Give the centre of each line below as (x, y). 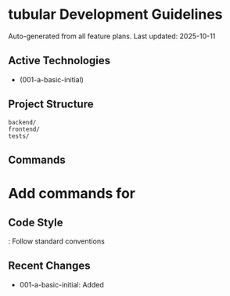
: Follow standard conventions (57, 241)
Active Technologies (59, 61)
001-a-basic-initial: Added (61, 284)
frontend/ (24, 129)
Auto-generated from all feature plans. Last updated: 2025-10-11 (112, 36)
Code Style (36, 222)
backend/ (22, 122)
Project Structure (51, 105)
